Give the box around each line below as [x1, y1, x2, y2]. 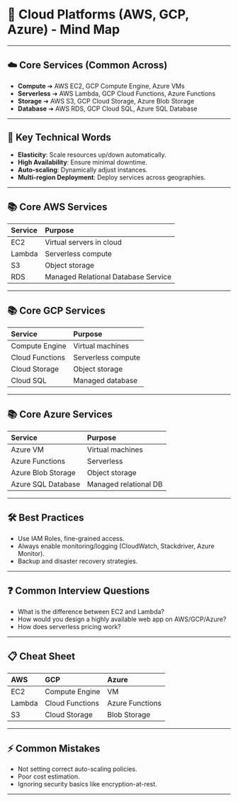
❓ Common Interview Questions [7, 585, 150, 597]
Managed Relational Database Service [45, 272, 172, 282]
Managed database [73, 376, 138, 386]
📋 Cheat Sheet [7, 650, 76, 662]
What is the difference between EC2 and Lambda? [17, 607, 165, 616]
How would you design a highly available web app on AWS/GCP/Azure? [17, 615, 227, 623]
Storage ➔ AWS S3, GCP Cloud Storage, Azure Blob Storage [17, 96, 195, 105]
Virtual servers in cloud [45, 238, 122, 247]
